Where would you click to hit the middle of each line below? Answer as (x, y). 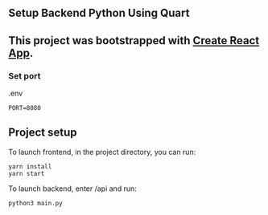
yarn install (30, 166)
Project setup (43, 133)
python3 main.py (35, 203)
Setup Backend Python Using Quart (99, 13)
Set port (25, 75)
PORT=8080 (25, 108)
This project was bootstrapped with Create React (134, 41)
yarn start (27, 173)
